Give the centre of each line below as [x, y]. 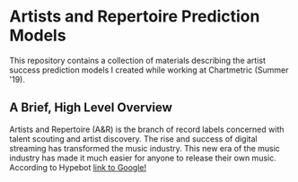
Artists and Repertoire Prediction [135, 17]
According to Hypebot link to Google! [78, 167]
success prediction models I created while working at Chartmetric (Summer [149, 70]
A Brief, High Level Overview [91, 108]
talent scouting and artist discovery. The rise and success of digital [133, 139]
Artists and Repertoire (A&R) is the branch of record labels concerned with [147, 129]
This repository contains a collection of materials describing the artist [138, 60]
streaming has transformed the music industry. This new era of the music [145, 148]
